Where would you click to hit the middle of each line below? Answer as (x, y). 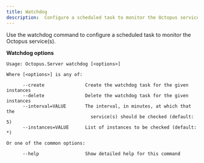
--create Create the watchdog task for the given (105, 85)
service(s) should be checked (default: (142, 117)
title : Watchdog (27, 12)
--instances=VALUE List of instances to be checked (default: (110, 127)
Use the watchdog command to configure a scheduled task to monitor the (99, 34)
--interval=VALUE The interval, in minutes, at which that (107, 106)
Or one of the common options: (46, 143)
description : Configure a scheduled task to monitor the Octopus (92, 18)
